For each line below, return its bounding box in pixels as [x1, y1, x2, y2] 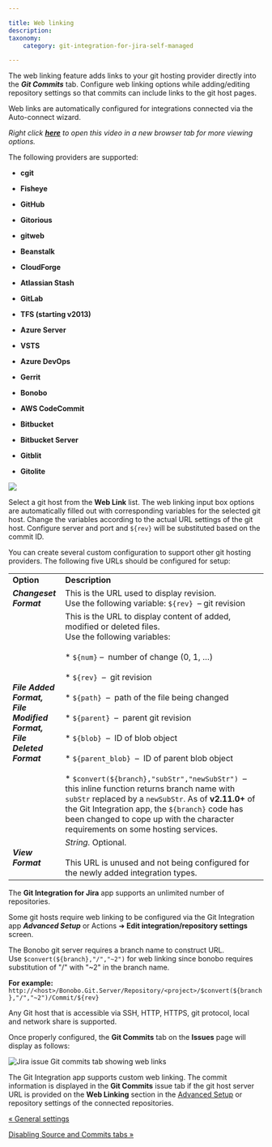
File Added [12, 682, 55, 693]
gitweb [19, 231, 45, 241]
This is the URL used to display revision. [65, 588, 217, 599]
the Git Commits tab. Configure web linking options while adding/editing [8, 79, 250, 89]
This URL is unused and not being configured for [65, 857, 250, 868]
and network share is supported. [8, 1016, 117, 1026]
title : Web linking [8, 19, 74, 27]
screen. [8, 930, 34, 939]
